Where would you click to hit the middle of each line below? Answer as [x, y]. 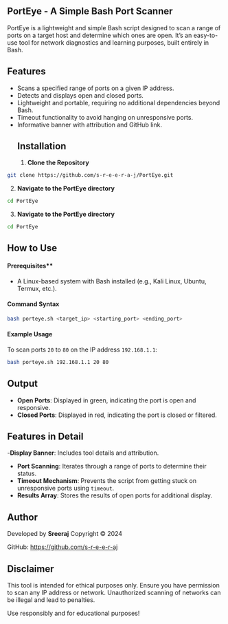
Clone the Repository [58, 163]
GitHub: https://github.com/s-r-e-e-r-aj [62, 547]
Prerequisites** [30, 266]
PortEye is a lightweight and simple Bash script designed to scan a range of [114, 28]
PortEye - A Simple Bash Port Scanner [90, 11]
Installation [42, 146]
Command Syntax [33, 304]
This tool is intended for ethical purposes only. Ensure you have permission [113, 585]
